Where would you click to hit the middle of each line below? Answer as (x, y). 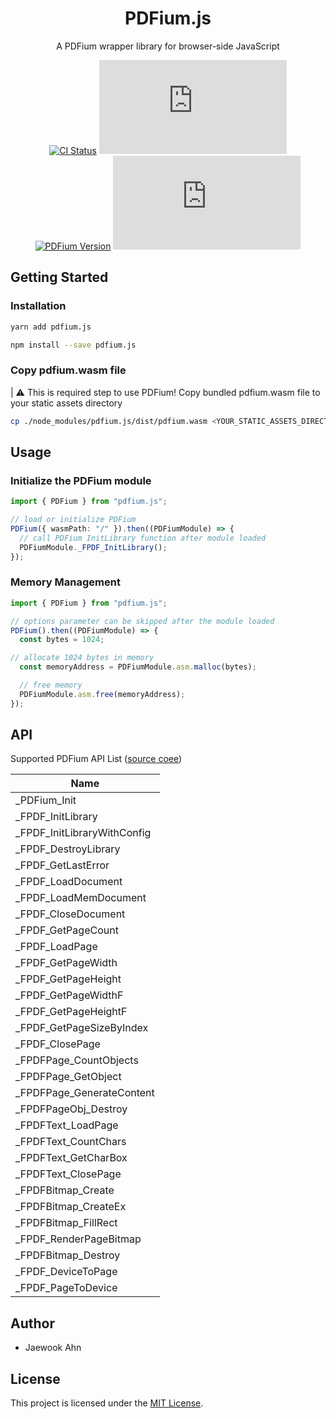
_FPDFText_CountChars (71, 1142)
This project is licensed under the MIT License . (107, 1403)
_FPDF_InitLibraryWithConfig (83, 833)
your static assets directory (66, 403)
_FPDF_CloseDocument (70, 914)
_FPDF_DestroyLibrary (68, 849)
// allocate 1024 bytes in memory (82, 658)
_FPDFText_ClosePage (68, 1174)
